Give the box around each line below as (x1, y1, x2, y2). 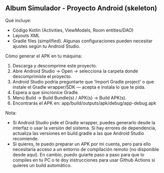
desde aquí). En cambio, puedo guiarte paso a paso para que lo (12, 151, 144, 157)
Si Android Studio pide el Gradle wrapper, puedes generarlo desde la (12, 119, 155, 125)
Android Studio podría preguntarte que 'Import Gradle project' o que (12, 78, 154, 84)
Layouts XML (12, 32, 40, 38)
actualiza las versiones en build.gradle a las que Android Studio (12, 130, 144, 136)
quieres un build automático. (12, 162, 72, 168)
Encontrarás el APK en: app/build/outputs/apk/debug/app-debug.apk (12, 100, 156, 106)
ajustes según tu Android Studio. (12, 43, 80, 49)
